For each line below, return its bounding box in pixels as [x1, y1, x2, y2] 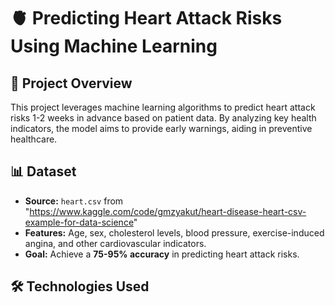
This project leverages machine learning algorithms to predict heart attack [10, 101, 316, 113]
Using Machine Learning [10, 35, 218, 58]
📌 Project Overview [10, 75, 133, 92]
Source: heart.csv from [24, 195, 124, 207]
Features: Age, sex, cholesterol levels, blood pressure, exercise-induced [24, 226, 325, 239]
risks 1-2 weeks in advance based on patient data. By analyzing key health [10, 112, 317, 124]
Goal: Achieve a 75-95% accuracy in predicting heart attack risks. [24, 248, 300, 260]
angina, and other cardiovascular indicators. [24, 237, 207, 249]
